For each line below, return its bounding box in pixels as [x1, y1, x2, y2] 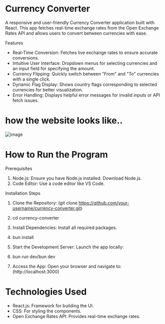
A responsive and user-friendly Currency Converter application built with [5, 19, 155, 25]
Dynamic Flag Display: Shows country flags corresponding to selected [12, 81, 157, 87]
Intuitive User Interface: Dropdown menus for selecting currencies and [12, 60, 158, 66]
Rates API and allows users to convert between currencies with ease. [5, 30, 148, 36]
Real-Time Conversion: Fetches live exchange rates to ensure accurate [12, 49, 158, 55]
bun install [12, 234, 34, 240]
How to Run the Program [5, 149, 108, 160]
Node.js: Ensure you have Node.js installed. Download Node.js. [12, 175, 142, 181]
